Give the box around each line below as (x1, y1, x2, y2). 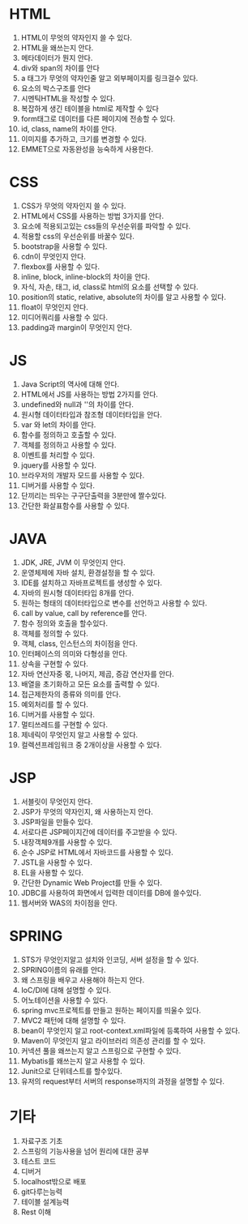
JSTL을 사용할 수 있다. (20, 857, 92, 867)
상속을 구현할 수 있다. (20, 658, 88, 669)
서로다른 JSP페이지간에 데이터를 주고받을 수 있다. (20, 827, 177, 837)
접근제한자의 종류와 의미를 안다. (20, 689, 121, 699)
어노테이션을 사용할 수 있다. (20, 995, 109, 1005)
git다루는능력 (20, 1187, 63, 1196)
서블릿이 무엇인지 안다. (20, 796, 93, 807)
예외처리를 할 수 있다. (20, 699, 88, 709)
